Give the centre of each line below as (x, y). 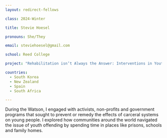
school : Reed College (28, 55)
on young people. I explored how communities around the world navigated (81, 120)
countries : (16, 72)
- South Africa (25, 91)
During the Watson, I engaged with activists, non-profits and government (80, 109)
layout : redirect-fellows (32, 10)
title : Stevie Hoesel (28, 28)
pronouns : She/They (25, 37)
